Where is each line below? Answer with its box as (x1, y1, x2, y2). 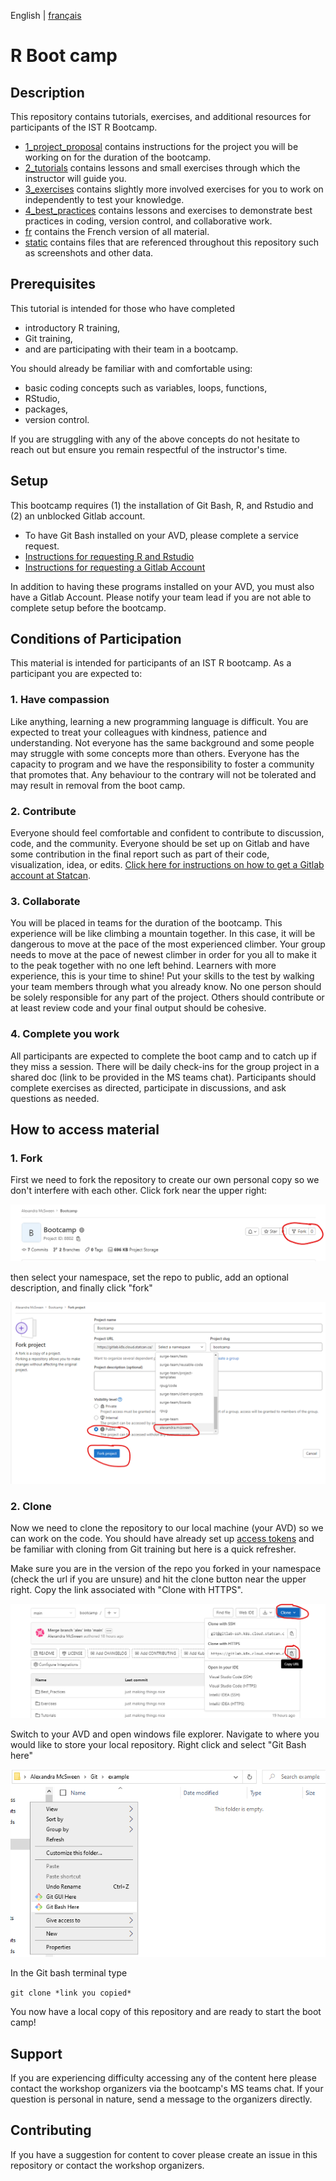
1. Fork (10, 1151, 43, 1165)
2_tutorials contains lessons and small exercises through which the (24, 162, 301, 174)
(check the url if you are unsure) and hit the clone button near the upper (10, 1573, 307, 1585)
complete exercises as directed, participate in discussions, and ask (10, 1081, 287, 1094)
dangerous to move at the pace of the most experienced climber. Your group (10, 938, 326, 950)
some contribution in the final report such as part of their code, (10, 848, 270, 860)
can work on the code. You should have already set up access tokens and (10, 1533, 315, 1545)
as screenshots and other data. (24, 247, 154, 259)
